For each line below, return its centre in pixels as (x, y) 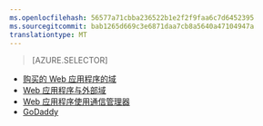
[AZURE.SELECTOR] (70, 61)
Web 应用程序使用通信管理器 (76, 102)
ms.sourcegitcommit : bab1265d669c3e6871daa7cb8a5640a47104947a (132, 26)
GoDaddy (40, 112)
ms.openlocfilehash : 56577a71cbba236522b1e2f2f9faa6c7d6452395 (132, 18)
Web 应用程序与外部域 (64, 91)
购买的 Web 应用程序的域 (69, 79)
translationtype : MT (49, 34)
